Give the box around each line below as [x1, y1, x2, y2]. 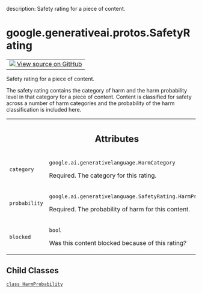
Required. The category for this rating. [49, 171, 157, 180]
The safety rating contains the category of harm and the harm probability [6, 86, 188, 94]
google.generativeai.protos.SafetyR [6, 26, 191, 40]
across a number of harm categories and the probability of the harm [6, 99, 175, 107]
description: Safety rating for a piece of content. [6, 5, 126, 12]
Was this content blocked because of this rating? [49, 239, 187, 247]
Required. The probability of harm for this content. [49, 205, 191, 214]
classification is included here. [6, 106, 82, 113]
